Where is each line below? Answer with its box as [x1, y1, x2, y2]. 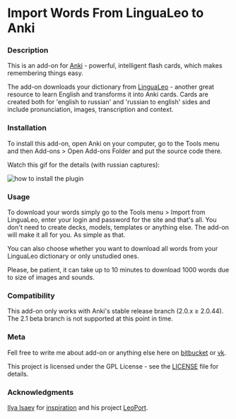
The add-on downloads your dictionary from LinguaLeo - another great [7, 83, 214, 91]
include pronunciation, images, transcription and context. [7, 105, 174, 114]
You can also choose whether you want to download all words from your [7, 245, 218, 253]
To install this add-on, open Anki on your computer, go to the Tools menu [7, 139, 220, 147]
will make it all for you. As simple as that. [7, 230, 126, 239]
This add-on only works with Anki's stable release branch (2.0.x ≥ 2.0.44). [7, 307, 224, 315]
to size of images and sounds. [7, 273, 95, 281]
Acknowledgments [7, 387, 74, 397]
